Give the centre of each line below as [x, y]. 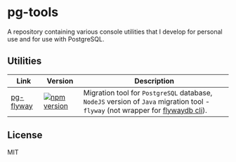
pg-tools [33, 12]
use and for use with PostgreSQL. [56, 39]
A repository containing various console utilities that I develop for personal [115, 32]
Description [154, 81]
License [25, 135]
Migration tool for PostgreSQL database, [148, 93]
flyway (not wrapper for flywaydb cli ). [145, 110]
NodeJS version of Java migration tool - [147, 101]
